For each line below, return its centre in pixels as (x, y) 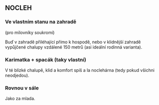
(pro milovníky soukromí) (30, 32)
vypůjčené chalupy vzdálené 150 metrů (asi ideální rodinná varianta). (74, 47)
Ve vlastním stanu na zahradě (41, 22)
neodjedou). (17, 75)
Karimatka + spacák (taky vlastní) (46, 59)
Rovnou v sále (22, 88)
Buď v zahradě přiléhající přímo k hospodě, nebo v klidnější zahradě (73, 42)
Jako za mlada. (20, 99)
